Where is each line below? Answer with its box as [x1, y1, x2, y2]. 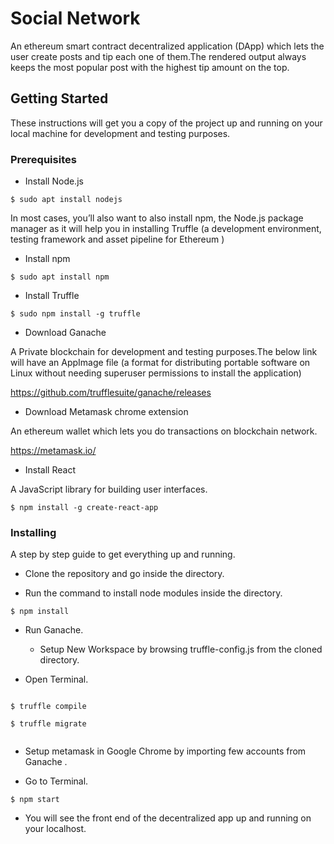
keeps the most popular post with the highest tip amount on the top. [10, 61, 290, 73]
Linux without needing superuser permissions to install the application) [10, 367, 302, 379]
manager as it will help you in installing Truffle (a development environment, [10, 223, 322, 235]
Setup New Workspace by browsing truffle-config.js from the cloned [39, 643, 323, 656]
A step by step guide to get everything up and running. [10, 548, 236, 561]
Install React [24, 464, 76, 476]
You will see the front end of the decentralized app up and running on [24, 812, 312, 824]
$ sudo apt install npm [10, 272, 110, 282]
